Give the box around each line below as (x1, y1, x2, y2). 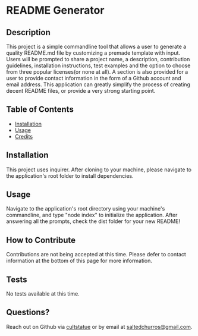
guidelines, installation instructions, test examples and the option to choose (6, 62, 191, 69)
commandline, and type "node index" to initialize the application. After (6, 212, 178, 219)
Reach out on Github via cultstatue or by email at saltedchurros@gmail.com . (6, 323, 193, 330)
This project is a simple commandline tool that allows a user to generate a (6, 43, 187, 50)
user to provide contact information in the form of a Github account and (6, 75, 181, 81)
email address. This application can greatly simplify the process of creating (6, 81, 190, 88)
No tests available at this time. (6, 290, 80, 297)
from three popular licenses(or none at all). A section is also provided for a (6, 68, 188, 75)
